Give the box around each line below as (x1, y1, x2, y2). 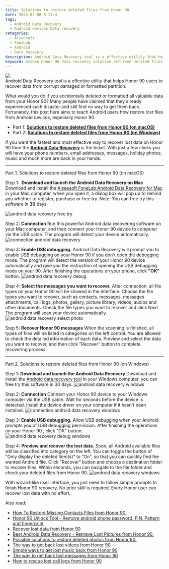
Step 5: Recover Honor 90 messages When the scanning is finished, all (5, 325, 154, 331)
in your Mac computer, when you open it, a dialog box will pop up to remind (5, 190, 162, 197)
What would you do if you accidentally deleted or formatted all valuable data (5, 93, 163, 99)
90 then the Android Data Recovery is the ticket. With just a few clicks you (5, 145, 160, 151)
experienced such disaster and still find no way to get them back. (5, 104, 141, 110)
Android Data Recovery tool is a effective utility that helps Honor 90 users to (5, 78, 163, 84)
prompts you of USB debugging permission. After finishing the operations (5, 422, 157, 429)
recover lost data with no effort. (5, 490, 71, 496)
